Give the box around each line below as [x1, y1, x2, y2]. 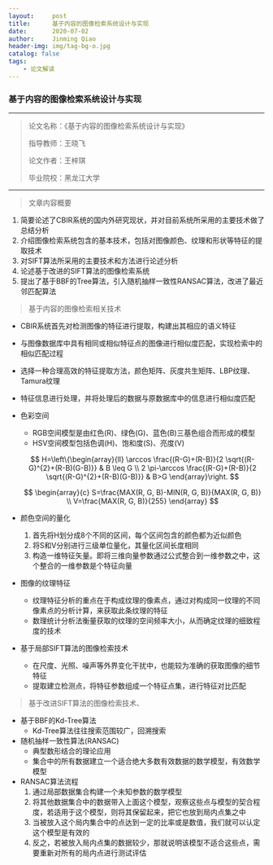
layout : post [8, 11, 67, 20]
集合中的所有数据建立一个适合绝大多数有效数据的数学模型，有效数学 [32, 757, 261, 766]
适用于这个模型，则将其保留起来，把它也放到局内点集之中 [54, 807, 246, 817]
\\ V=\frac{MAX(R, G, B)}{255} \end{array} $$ [66, 496, 219, 506]
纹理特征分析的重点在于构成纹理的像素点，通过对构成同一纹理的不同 [32, 595, 261, 605]
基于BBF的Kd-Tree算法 [19, 716, 97, 726]
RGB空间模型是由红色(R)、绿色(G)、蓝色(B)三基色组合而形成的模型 [32, 428, 256, 438]
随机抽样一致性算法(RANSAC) [19, 736, 119, 746]
